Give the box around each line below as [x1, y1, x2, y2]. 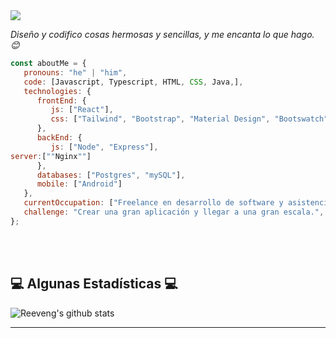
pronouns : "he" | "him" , [23, 67, 128, 78]
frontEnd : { [36, 95, 87, 106]
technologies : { [23, 86, 92, 96]
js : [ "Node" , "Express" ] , [50, 142, 159, 152]
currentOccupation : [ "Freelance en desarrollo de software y [23, 198, 284, 208]
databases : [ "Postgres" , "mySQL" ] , [36, 170, 186, 180]
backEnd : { [36, 133, 83, 143]
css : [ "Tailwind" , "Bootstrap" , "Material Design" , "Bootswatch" [50, 114, 329, 124]
